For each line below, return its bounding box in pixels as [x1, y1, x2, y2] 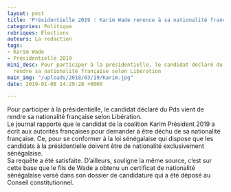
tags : [7, 42, 23, 49]
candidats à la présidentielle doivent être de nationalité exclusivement [7, 142, 205, 150]
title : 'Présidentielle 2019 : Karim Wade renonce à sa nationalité [7, 17, 208, 23]
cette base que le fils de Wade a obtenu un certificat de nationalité [7, 164, 196, 172]
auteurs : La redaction [7, 36, 72, 43]
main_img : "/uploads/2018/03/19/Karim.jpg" [7, 74, 134, 81]
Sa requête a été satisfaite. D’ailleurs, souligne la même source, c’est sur [7, 156, 212, 165]
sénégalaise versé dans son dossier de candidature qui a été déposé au [7, 171, 211, 180]
